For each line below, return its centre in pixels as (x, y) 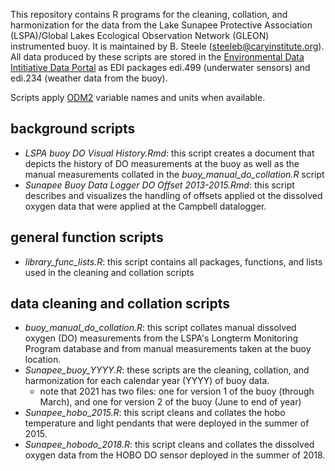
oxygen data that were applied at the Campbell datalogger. (145, 206)
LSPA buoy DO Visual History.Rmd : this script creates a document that (169, 153)
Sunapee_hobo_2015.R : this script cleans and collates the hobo (155, 413)
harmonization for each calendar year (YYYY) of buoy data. (147, 381)
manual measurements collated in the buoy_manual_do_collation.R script (174, 174)
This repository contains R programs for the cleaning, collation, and (149, 14)
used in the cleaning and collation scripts (109, 272)
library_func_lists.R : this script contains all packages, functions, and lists (173, 261)
